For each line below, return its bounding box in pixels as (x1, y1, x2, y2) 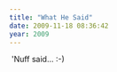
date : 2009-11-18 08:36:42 (9, 21, 109, 30)
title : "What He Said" (9, 12, 93, 22)
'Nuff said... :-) (11, 54, 65, 65)
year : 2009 (9, 29, 50, 38)
